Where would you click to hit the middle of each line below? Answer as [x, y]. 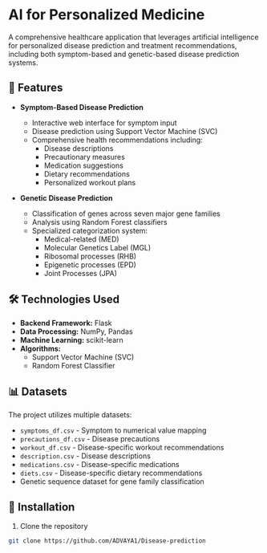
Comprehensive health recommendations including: [117, 140]
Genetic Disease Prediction [66, 197]
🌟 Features [36, 88]
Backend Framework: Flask [66, 323]
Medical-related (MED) [81, 239]
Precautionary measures [85, 157]
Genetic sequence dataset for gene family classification [112, 482]
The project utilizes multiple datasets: [70, 415]
